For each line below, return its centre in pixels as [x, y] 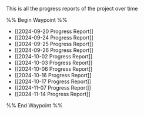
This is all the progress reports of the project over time [72, 9]
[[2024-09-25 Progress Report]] [54, 44]
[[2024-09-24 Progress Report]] [54, 37]
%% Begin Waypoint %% [37, 20]
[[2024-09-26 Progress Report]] [54, 50]
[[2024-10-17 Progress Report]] [53, 81]
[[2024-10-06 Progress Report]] [53, 69]
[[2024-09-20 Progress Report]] [54, 31]
